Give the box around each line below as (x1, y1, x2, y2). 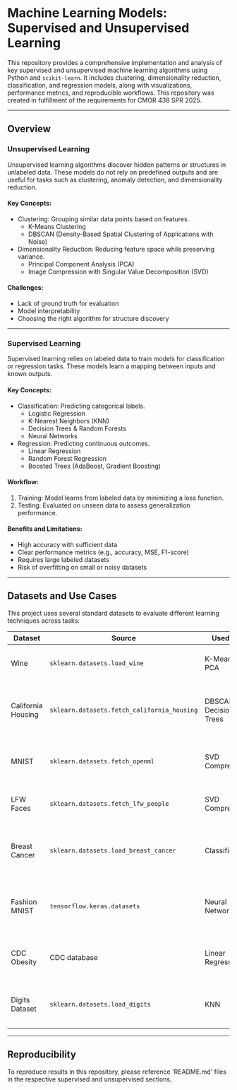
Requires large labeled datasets (17, 555, 109, 563)
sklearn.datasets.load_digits (49, 1000, 152, 1008)
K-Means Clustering (28, 222, 86, 230)
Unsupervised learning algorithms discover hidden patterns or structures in (7, 160, 226, 169)
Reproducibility (7, 1048, 76, 1061)
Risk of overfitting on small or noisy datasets (17, 563, 147, 571)
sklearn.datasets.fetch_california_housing (49, 705, 198, 714)
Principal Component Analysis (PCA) (28, 259, 135, 268)
